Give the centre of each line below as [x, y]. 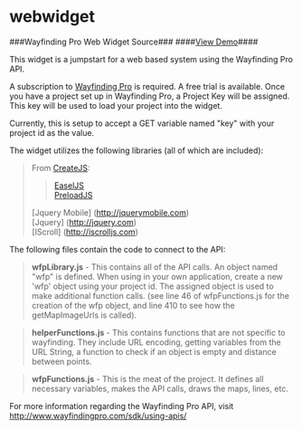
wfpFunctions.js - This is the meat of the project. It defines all [147, 378]
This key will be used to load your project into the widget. [116, 105]
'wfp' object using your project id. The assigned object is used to [152, 286]
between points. [61, 361]
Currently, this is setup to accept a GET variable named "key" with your [142, 123]
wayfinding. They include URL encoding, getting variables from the [156, 342]
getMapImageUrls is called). [84, 315]
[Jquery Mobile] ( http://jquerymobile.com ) [110, 212]
